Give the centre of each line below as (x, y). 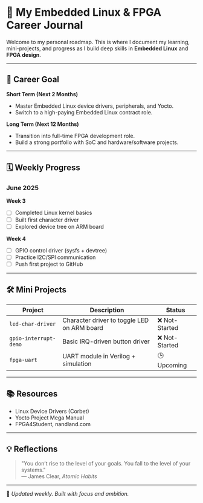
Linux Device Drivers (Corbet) (52, 412)
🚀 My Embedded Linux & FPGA (84, 12)
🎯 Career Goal (33, 80)
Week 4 (16, 238)
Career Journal (45, 25)
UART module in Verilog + (99, 357)
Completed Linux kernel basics (53, 213)
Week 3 (16, 201)
